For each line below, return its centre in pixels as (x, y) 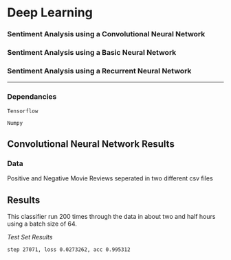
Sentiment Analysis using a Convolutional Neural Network (106, 34)
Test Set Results (30, 237)
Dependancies (32, 97)
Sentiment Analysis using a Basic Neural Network (92, 53)
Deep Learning (50, 13)
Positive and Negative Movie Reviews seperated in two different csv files (110, 178)
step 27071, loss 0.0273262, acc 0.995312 (69, 250)
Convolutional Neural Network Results (91, 144)
